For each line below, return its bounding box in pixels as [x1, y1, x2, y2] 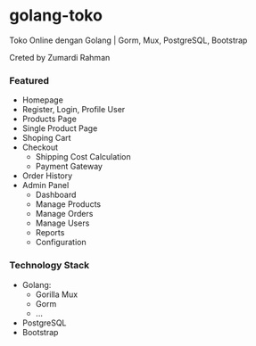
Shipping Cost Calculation [35, 152, 131, 162]
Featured [9, 74, 50, 86]
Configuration [35, 237, 87, 248]
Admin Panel [21, 180, 70, 191]
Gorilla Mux [35, 289, 78, 300]
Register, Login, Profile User [21, 104, 126, 115]
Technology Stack [9, 259, 90, 272]
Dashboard [35, 189, 77, 201]
